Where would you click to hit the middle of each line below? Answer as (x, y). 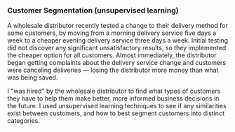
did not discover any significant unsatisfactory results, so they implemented (117, 48)
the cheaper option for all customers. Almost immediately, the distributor (112, 55)
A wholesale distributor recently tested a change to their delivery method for (117, 26)
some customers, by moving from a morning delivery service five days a (112, 33)
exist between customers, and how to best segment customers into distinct (116, 113)
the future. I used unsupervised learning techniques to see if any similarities (117, 106)
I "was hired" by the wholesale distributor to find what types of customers (114, 91)
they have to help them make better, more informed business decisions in (113, 98)
